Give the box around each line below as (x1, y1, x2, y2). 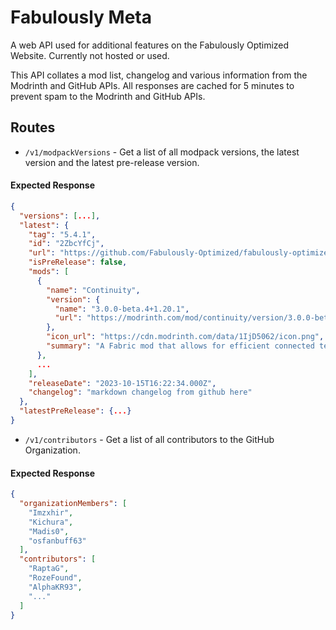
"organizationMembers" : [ (19, 499, 128, 509)
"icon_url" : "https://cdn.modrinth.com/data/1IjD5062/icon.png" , (46, 332, 325, 342)
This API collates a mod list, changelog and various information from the (10, 69, 308, 81)
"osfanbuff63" (28, 536, 87, 546)
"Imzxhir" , (28, 507, 74, 518)
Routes (10, 119, 56, 136)
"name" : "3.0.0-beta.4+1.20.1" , (54, 304, 190, 314)
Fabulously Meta (10, 6, 152, 29)
